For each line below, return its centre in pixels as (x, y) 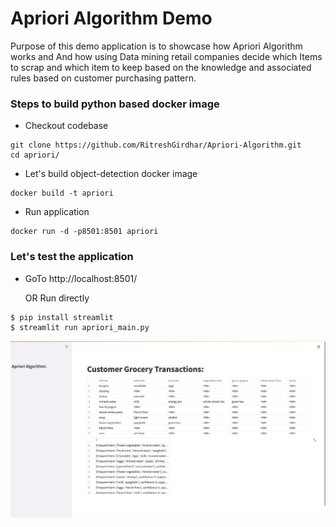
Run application (57, 212)
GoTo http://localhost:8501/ (81, 278)
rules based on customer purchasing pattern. (103, 78)
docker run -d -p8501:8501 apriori (84, 232)
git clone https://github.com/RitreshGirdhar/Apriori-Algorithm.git (156, 145)
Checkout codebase (66, 126)
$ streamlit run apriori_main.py (80, 327)
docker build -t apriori (62, 193)
